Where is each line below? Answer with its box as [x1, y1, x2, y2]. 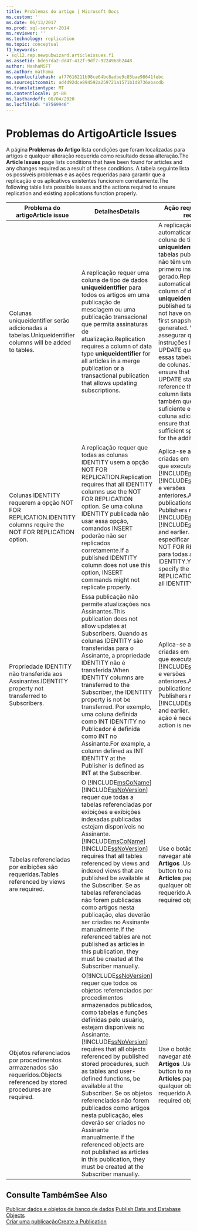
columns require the [9, 521, 64, 529]
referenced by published [81, 1052, 149, 1061]
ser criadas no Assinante [81, 918, 150, 926]
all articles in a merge [81, 357, 141, 365]
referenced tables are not [81, 933, 151, 941]
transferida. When [81, 666, 130, 675]
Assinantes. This [81, 608, 125, 616]
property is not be [81, 696, 131, 704]
